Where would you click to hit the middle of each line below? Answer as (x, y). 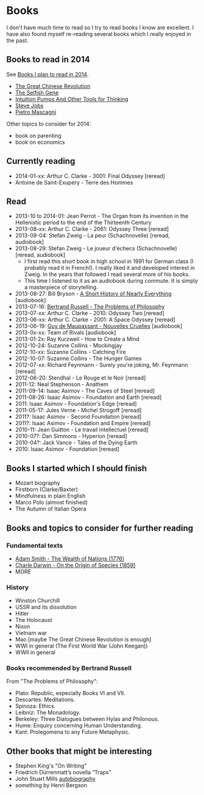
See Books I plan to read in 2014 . (47, 74)
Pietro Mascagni (36, 112)
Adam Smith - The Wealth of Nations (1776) (70, 559)
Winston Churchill (37, 601)
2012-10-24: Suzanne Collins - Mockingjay (69, 345)
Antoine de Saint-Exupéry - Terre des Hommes (74, 182)
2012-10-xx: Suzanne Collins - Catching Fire (70, 352)
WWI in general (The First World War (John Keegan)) (81, 646)
